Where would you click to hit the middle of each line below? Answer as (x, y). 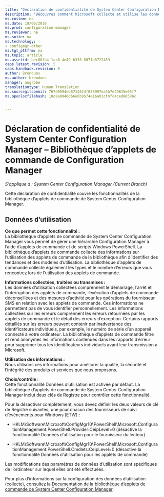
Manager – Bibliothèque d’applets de (81, 150)
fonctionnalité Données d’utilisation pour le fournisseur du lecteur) (79, 435)
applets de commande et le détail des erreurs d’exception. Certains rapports (82, 319)
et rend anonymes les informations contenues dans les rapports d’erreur (78, 339)
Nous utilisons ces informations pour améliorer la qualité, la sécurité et (76, 365)
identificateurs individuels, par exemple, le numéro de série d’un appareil (78, 329)
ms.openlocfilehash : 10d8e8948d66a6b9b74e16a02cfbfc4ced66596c (71, 96)
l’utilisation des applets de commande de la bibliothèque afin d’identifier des (82, 257)
